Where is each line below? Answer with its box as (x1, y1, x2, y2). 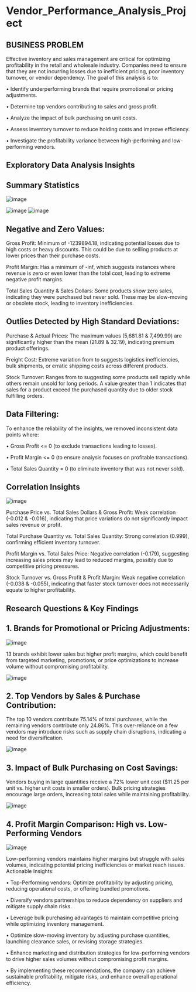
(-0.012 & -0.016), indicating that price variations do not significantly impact (6, 515, 188, 522)
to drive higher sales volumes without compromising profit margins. (6, 956, 169, 963)
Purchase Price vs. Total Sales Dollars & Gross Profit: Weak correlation (6, 509, 176, 516)
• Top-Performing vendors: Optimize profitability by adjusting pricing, (6, 879, 174, 886)
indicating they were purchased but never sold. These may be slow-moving (6, 294, 188, 301)
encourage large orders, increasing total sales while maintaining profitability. (6, 791, 190, 798)
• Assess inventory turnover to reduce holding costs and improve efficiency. (6, 126, 190, 132)
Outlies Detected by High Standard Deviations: (6, 316, 180, 326)
